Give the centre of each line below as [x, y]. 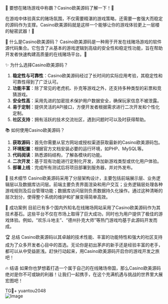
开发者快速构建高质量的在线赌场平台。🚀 [46, 54]
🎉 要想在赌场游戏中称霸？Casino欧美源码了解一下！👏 [59, 8]
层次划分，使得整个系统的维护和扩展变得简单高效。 [58, 197]
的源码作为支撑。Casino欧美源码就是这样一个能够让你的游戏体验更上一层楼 [82, 25]
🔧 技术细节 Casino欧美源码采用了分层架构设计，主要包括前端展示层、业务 [81, 178]
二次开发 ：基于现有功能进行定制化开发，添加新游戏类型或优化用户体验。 [87, 161]
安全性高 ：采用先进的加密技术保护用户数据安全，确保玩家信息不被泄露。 [87, 101]
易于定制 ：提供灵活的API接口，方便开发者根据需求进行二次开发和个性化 [86, 107]
